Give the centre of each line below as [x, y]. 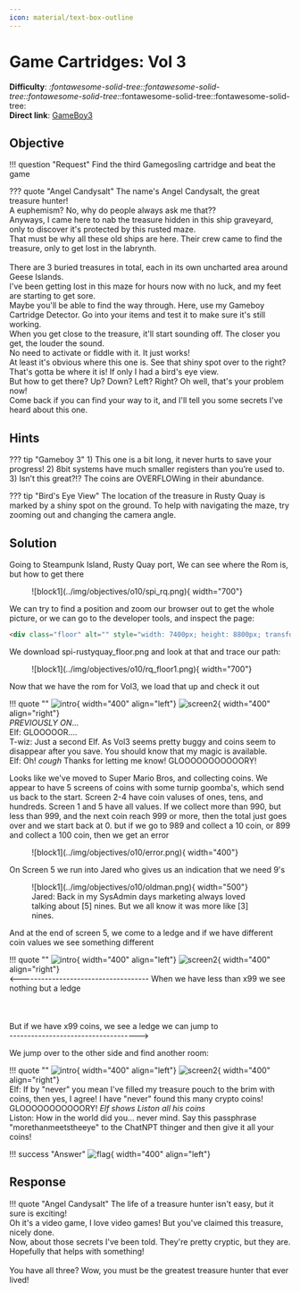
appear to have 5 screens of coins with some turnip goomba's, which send [147, 787]
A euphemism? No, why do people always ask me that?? [113, 210]
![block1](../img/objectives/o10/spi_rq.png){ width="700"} [137, 591]
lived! [19, 1279]
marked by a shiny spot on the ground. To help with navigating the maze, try [150, 505]
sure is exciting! [38, 1213]
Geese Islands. [37, 277]
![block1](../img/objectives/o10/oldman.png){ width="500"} [140, 887]
